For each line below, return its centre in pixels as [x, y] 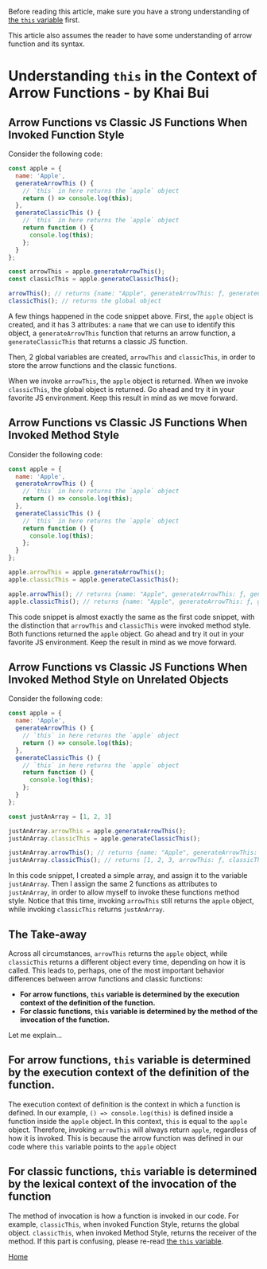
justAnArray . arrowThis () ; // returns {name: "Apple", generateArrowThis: [133, 853]
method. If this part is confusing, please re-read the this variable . [116, 1241]
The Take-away [48, 934]
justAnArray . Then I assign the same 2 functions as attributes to [113, 884]
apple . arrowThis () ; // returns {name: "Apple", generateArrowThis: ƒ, [128, 594]
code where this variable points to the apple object [93, 1146]
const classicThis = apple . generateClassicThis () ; [94, 279]
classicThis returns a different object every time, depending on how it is [127, 962]
